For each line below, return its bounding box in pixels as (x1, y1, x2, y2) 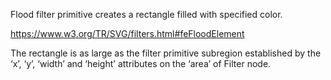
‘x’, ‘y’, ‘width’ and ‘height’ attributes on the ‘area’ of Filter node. (10, 58, 272, 69)
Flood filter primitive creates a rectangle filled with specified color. (10, 9, 283, 20)
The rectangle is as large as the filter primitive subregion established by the (10, 47, 322, 59)
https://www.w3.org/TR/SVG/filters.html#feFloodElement (10, 28, 245, 39)
